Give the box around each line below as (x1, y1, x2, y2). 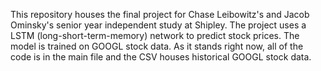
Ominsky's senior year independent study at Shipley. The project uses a (10, 19, 307, 31)
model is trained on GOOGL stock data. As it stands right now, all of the (10, 40, 304, 52)
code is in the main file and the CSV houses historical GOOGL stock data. (10, 51, 312, 63)
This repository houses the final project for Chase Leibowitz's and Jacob (10, 9, 310, 20)
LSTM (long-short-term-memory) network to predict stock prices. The (10, 30, 300, 41)
